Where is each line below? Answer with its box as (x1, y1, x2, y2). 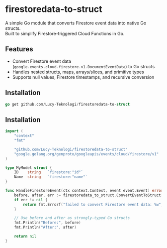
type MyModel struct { (5, 165, 52, 170)
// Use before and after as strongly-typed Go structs (14, 216, 130, 221)
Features (5, 45, 33, 53)
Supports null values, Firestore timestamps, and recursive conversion (12, 74, 155, 80)
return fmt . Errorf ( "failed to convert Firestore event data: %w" (23, 202, 162, 207)
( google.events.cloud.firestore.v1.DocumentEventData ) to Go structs (12, 63, 155, 69)
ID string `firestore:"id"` (14, 170, 83, 175)
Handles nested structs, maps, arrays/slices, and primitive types (12, 69, 144, 75)
